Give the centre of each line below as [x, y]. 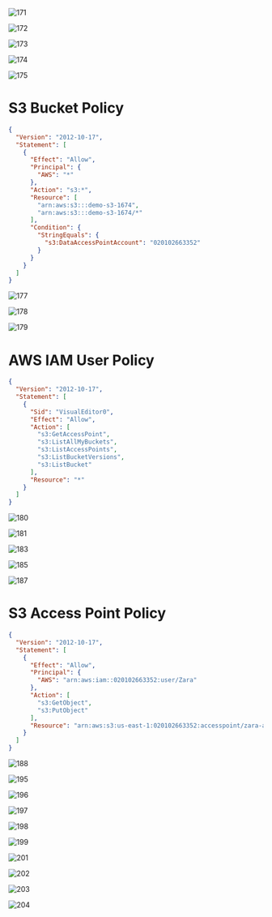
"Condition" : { [55, 228]
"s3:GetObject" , [65, 703]
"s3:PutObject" [63, 710]
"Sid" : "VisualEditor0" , [72, 412]
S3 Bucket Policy [66, 108]
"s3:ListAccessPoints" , [77, 450]
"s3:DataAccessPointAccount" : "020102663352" [122, 243]
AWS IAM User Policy [82, 360]
